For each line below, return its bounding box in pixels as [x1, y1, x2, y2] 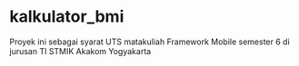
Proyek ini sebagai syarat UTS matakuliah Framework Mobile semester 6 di [9, 36, 291, 47]
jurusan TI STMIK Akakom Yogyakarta [9, 45, 152, 56]
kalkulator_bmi [9, 6, 125, 27]
